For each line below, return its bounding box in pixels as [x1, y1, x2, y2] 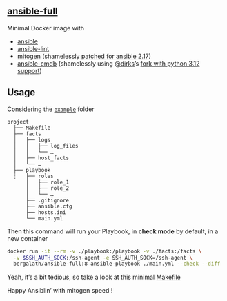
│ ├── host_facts [13, 155, 70, 162]
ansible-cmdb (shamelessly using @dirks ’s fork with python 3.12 [17, 59, 200, 68]
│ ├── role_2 [25, 184, 70, 192]
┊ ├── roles [13, 173, 54, 179]
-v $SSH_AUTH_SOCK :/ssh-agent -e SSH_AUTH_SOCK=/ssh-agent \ [13, 254, 193, 261]
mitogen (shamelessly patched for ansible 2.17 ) [17, 52, 152, 60]
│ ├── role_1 [25, 179, 70, 186]
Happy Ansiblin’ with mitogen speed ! [7, 287, 113, 295]
